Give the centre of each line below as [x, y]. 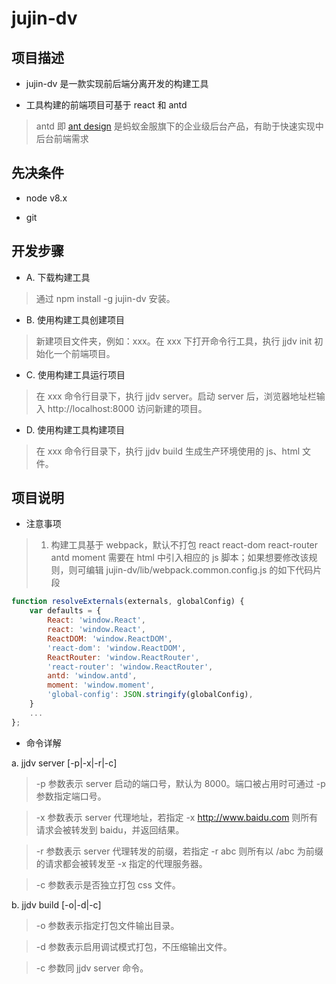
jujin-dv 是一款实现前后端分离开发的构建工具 [117, 83]
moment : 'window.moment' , [101, 685]
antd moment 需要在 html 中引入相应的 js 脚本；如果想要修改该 [179, 558]
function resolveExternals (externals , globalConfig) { [128, 602]
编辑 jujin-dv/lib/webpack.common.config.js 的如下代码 [199, 570]
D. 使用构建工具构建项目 [75, 429]
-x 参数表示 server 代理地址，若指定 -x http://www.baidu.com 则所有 [177, 817]
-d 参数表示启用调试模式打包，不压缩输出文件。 [134, 946]
